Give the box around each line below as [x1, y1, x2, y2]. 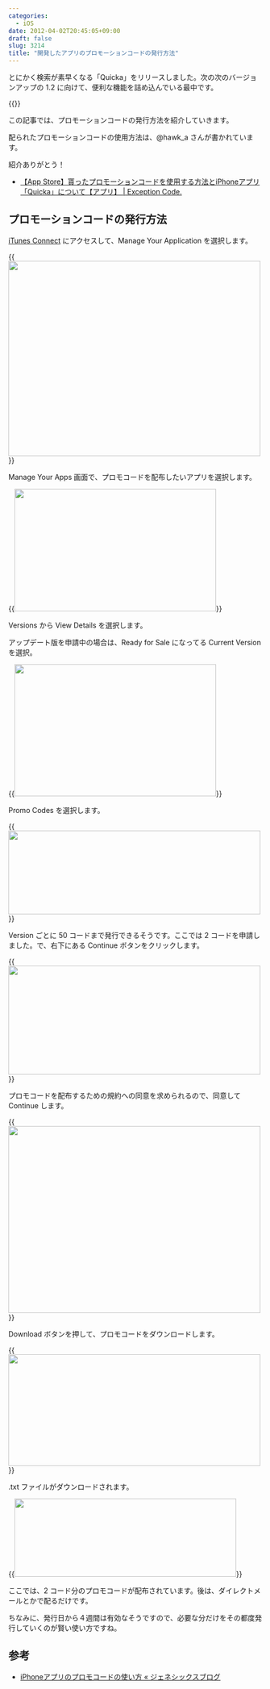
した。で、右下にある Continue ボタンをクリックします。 [15, 940, 204, 950]
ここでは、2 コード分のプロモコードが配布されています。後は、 [8, 1586, 219, 1595]
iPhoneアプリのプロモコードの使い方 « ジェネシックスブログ [19, 1671, 221, 1682]
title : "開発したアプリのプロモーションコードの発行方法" [8, 49, 179, 57]
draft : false [8, 34, 52, 43]
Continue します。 [8, 1100, 69, 1110]
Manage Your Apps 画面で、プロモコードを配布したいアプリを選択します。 [8, 472, 256, 482]
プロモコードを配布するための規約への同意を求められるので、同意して [8, 1091, 242, 1100]
